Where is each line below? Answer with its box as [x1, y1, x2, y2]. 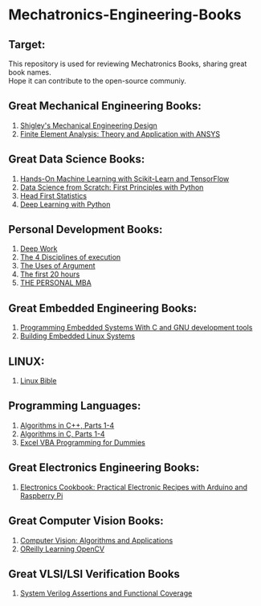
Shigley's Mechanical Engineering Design [19, 121, 158, 130]
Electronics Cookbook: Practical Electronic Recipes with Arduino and [19, 482, 247, 492]
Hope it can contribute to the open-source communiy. [8, 76, 186, 85]
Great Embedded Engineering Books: [8, 301, 198, 315]
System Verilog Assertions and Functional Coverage [19, 588, 193, 598]
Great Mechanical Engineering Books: [8, 99, 202, 113]
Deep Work [19, 244, 58, 254]
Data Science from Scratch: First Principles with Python [19, 182, 204, 192]
